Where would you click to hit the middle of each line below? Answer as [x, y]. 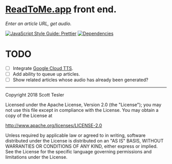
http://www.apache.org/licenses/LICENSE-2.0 [54, 126]
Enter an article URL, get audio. [38, 24]
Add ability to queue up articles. [46, 74]
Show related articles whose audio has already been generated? [80, 80]
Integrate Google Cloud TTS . [43, 68]
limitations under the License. [36, 157]
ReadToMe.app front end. [61, 9]
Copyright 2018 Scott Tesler [35, 95]
